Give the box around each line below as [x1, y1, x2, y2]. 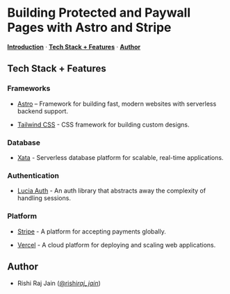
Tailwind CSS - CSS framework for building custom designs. [17, 120, 190, 129]
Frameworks [7, 83, 51, 93]
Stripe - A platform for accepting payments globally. [17, 227, 167, 236]
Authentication [7, 170, 59, 180]
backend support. [17, 106, 68, 115]
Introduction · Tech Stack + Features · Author [7, 42, 141, 51]
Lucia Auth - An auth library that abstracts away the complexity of [17, 186, 206, 195]
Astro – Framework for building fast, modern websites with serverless [17, 99, 217, 108]
